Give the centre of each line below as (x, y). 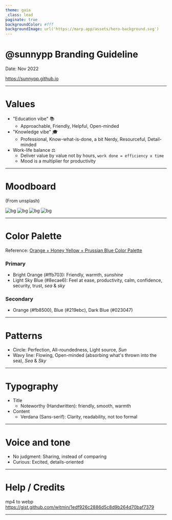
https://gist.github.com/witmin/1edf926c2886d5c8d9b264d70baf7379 (80, 507)
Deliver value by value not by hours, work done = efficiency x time (92, 155)
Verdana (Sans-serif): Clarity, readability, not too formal (79, 417)
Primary (15, 264)
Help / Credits (35, 487)
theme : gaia (18, 10)
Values (20, 104)
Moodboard (31, 186)
